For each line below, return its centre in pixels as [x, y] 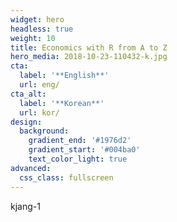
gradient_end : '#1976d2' [80, 141]
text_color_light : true [78, 159]
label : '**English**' [64, 76]
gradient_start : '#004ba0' [84, 150]
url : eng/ [39, 85]
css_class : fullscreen [66, 177]
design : [26, 122]
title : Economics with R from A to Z [89, 47]
